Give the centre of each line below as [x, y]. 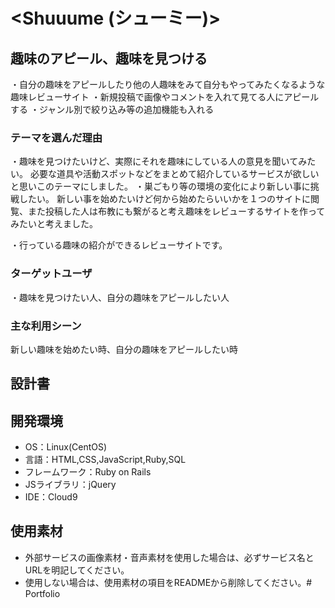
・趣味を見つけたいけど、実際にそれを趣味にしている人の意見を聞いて [154, 161]
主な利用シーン [46, 326]
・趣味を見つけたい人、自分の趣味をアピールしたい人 [120, 297]
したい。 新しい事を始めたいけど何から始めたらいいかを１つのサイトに [164, 199]
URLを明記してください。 [77, 570]
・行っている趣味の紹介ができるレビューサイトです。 [119, 245]
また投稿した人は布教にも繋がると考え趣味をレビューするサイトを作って [176, 211]
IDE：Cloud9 [51, 497]
